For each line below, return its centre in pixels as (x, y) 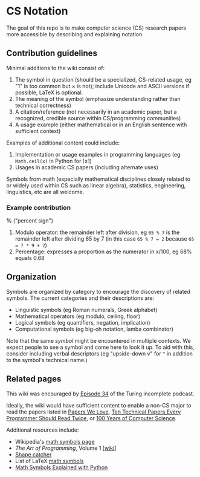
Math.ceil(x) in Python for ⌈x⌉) (53, 161)
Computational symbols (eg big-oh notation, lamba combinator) (94, 329)
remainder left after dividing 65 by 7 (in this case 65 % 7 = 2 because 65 (105, 239)
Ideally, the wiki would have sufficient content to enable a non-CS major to (99, 405)
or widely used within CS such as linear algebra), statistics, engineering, (96, 185)
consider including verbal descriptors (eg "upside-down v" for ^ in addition (100, 353)
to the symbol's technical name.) (47, 360)
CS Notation (37, 11)
